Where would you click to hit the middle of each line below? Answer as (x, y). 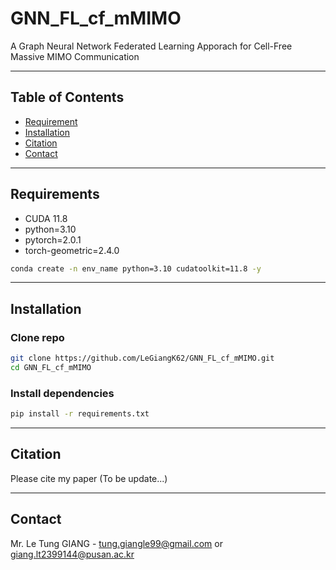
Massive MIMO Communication (75, 56)
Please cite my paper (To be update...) (89, 478)
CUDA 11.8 (46, 218)
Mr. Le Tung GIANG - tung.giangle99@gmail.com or (116, 543)
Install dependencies (62, 393)
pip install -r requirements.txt (80, 414)
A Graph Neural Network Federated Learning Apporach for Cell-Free (151, 46)
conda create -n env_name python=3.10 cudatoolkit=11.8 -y (136, 268)
